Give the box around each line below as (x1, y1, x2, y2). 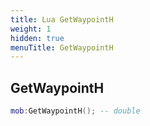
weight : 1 (10, 24, 52, 34)
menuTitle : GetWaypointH (10, 42, 114, 53)
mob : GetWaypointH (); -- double (10, 106, 141, 116)
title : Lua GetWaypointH (10, 14, 114, 25)
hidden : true (10, 33, 65, 43)
